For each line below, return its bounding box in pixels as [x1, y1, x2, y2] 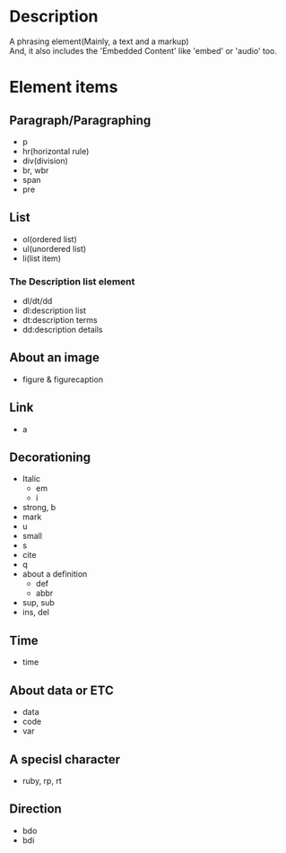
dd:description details [22, 325, 103, 335]
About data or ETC [9, 683, 114, 698]
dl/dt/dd [22, 296, 53, 307]
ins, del [22, 607, 49, 618]
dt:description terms [22, 315, 99, 326]
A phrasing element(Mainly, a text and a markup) [9, 36, 190, 47]
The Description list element [9, 275, 135, 288]
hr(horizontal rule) [22, 145, 90, 156]
